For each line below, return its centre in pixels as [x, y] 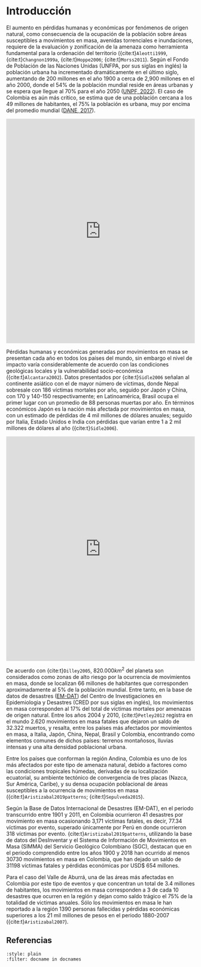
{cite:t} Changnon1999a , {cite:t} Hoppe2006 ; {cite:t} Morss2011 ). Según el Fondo [98, 59]
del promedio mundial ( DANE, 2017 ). [51, 110]
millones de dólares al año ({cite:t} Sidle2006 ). [62, 428]
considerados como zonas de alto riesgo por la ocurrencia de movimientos [98, 677]
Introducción [39, 11]
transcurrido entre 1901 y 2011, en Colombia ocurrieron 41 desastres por [95, 814]
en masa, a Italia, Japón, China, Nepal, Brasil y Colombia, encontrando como [101, 734]
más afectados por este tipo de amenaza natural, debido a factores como [97, 765]
